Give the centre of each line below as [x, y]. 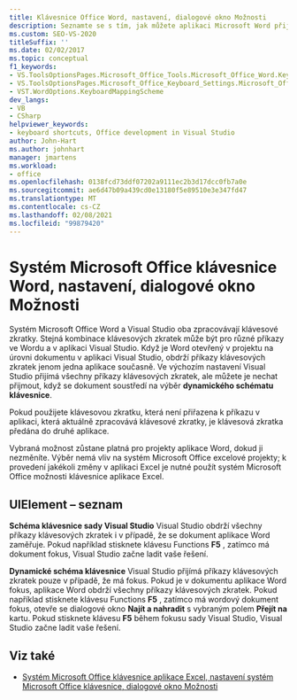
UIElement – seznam [66, 505]
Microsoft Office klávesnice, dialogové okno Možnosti [120, 687]
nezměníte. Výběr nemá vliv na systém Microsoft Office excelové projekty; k [148, 458]
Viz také [32, 655]
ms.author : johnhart [47, 149]
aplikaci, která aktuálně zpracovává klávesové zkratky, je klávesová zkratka [146, 422]
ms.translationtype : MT [53, 199]
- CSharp [25, 116]
